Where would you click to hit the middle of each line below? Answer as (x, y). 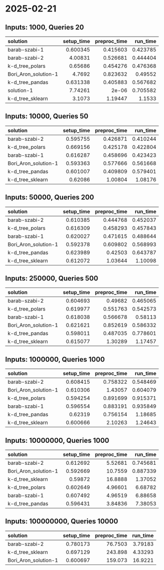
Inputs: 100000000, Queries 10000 (62, 521)
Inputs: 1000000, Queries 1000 (55, 359)
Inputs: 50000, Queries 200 (50, 198)
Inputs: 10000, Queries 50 (47, 116)
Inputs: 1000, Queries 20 (44, 27)
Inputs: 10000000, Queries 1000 (57, 441)
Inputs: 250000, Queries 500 (52, 278)
